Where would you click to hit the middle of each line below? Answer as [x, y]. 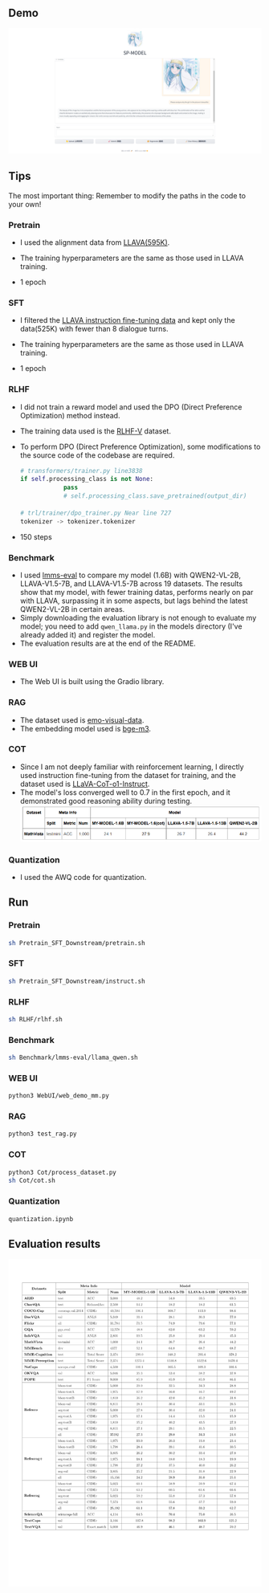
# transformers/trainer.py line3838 [81, 471]
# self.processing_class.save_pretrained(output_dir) [155, 496]
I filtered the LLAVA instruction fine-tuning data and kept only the [127, 320]
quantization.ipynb [41, 1219]
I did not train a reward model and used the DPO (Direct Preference [131, 407]
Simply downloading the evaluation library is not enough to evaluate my [138, 617]
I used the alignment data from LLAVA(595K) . [95, 242]
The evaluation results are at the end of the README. [108, 643]
